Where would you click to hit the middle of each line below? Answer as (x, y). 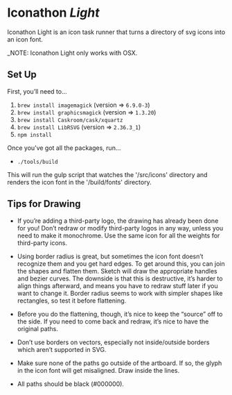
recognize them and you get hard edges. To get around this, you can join (121, 263)
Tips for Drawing (44, 204)
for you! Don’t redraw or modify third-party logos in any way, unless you (120, 228)
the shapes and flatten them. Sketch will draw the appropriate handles (117, 271)
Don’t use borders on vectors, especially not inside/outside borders (113, 342)
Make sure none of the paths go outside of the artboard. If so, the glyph (119, 363)
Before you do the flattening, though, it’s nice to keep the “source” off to (120, 314)
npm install (34, 135)
